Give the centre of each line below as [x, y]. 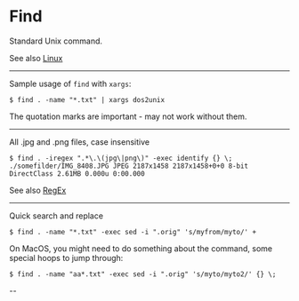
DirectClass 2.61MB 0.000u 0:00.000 [77, 174]
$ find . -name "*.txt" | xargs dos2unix [87, 99]
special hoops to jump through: [66, 257]
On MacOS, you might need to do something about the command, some [141, 248]
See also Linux [36, 58]
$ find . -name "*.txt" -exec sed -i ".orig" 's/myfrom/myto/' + [133, 232]
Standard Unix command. [56, 41]
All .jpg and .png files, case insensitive [79, 142]
